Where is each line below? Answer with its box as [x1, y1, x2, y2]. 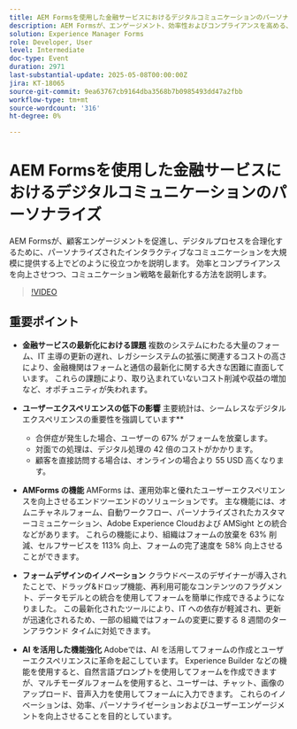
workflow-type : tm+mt [9, 95, 89, 105]
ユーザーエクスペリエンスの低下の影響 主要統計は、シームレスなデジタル [21, 402, 287, 413]
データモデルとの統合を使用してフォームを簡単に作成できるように [37, 592, 278, 602]
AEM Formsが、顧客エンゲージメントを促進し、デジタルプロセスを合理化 [9, 236, 276, 246]
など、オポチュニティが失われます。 [21, 384, 153, 394]
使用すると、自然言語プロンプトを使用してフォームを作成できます [37, 666, 277, 677]
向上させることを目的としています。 [45, 710, 177, 721]
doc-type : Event [9, 54, 69, 63]
